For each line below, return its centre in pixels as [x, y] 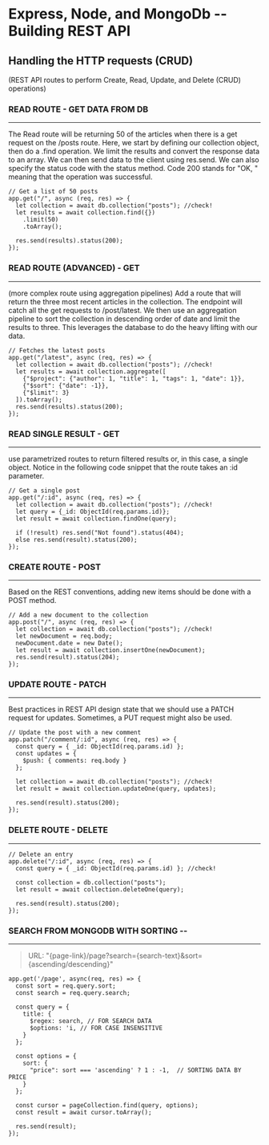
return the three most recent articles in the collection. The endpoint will [125, 301]
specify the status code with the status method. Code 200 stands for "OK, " [133, 169]
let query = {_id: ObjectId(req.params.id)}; [93, 511]
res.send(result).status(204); [68, 658]
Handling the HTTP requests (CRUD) [101, 61]
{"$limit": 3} [46, 393]
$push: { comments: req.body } [75, 761]
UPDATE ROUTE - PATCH [57, 685]
